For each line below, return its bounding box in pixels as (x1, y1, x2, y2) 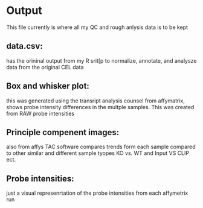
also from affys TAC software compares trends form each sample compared (6, 143, 196, 151)
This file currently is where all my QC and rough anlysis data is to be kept (6, 24, 188, 31)
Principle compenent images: (6, 127, 120, 137)
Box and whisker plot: (6, 81, 89, 91)
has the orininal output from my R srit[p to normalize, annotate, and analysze (6, 57, 197, 64)
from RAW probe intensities (6, 110, 74, 117)
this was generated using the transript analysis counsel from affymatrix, (6, 97, 185, 104)
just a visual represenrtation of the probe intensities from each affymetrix (6, 189, 188, 197)
